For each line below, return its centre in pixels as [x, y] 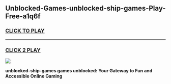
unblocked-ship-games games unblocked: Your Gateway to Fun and [79, 70]
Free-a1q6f [23, 17]
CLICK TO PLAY [25, 31]
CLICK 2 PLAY [23, 50]
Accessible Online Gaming [34, 76]
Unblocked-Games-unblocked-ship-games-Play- [85, 8]
